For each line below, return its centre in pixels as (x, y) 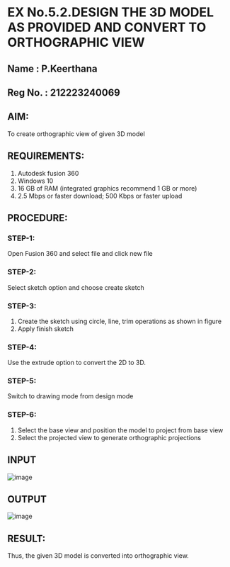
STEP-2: (22, 272)
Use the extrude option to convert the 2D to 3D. (77, 363)
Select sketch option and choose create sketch (76, 287)
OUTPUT (27, 499)
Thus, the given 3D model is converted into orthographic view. (98, 556)
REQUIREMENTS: (46, 156)
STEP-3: (22, 305)
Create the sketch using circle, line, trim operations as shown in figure (119, 321)
